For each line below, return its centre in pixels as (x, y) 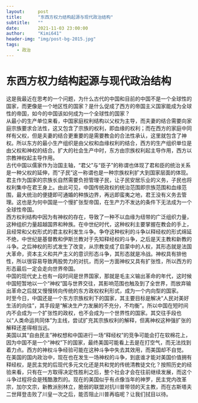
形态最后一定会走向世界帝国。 (42, 268)
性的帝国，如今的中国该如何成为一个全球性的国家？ (68, 113)
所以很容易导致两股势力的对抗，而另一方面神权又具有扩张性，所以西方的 (104, 261)
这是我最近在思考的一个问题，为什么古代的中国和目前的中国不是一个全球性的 (99, 99)
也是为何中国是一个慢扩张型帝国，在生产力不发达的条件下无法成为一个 (107, 202)
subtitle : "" (25, 22)
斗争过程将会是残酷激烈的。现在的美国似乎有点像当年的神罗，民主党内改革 (96, 379)
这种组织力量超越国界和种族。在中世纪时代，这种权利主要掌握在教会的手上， (99, 224)
